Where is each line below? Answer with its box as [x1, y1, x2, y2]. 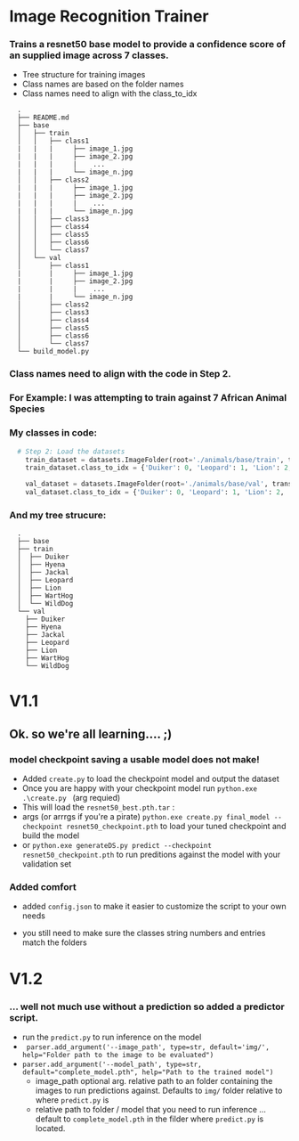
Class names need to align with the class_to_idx [21, 88, 198, 99]
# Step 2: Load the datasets [17, 447, 125, 456]
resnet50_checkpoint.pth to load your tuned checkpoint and [66, 821, 287, 832]
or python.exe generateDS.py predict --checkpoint [21, 840, 212, 851]
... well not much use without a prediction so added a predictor [9, 1000, 285, 1013]
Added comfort [9, 881, 77, 893]
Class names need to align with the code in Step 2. [9, 368, 231, 380]
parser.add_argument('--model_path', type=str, [21, 1060, 202, 1069]
